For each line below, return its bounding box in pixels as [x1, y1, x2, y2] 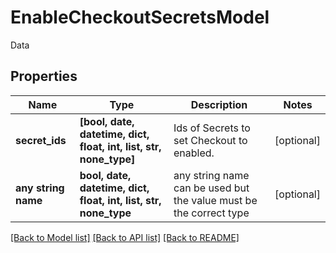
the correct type [173, 206, 250, 220]
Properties [10, 68, 78, 85]
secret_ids [15, 133, 67, 147]
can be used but [173, 181, 250, 195]
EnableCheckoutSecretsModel [10, 6, 270, 29]
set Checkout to [173, 133, 248, 147]
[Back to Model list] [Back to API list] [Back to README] [10, 231, 240, 243]
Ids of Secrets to [173, 121, 251, 135]
